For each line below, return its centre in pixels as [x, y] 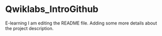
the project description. [29, 28]
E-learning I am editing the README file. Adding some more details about [81, 23]
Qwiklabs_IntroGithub [52, 9]
